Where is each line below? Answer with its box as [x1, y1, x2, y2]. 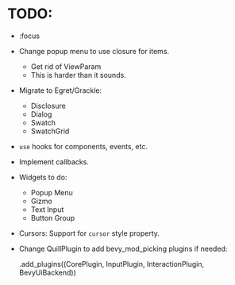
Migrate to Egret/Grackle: [18, 85, 102, 95]
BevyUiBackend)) [18, 268, 76, 277]
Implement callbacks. [18, 156, 89, 167]
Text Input [30, 204, 64, 214]
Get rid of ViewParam [30, 61, 102, 71]
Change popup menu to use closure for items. [18, 46, 170, 56]
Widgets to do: [18, 172, 67, 182]
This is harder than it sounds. [30, 70, 126, 79]
